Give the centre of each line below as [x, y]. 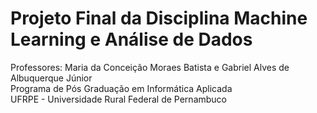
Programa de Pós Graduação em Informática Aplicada [121, 88]
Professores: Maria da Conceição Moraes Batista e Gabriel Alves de [150, 67]
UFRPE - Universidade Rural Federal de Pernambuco [119, 99]
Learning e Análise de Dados [131, 39]
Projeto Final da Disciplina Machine [159, 18]
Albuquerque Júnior [51, 78]
